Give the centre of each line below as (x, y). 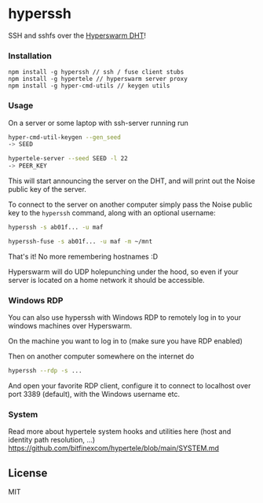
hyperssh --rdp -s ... (45, 371)
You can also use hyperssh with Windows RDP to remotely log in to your (125, 318)
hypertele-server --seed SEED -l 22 (68, 159)
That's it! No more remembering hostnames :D (83, 256)
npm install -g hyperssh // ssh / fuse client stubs (96, 72)
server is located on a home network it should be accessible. (107, 280)
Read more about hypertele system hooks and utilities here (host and (120, 431)
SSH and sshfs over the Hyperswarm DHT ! (77, 35)
